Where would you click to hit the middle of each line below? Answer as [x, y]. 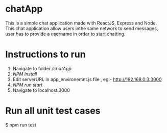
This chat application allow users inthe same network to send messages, [82, 28]
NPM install [25, 74]
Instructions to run [45, 55]
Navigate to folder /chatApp [42, 68]
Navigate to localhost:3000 [41, 90]
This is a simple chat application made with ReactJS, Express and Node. [81, 23]
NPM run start [28, 85]
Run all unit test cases [53, 111]
